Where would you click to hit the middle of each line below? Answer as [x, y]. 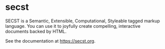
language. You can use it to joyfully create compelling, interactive [73, 26]
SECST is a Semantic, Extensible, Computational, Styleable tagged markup [82, 21]
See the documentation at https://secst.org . [50, 41]
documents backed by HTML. [36, 31]
